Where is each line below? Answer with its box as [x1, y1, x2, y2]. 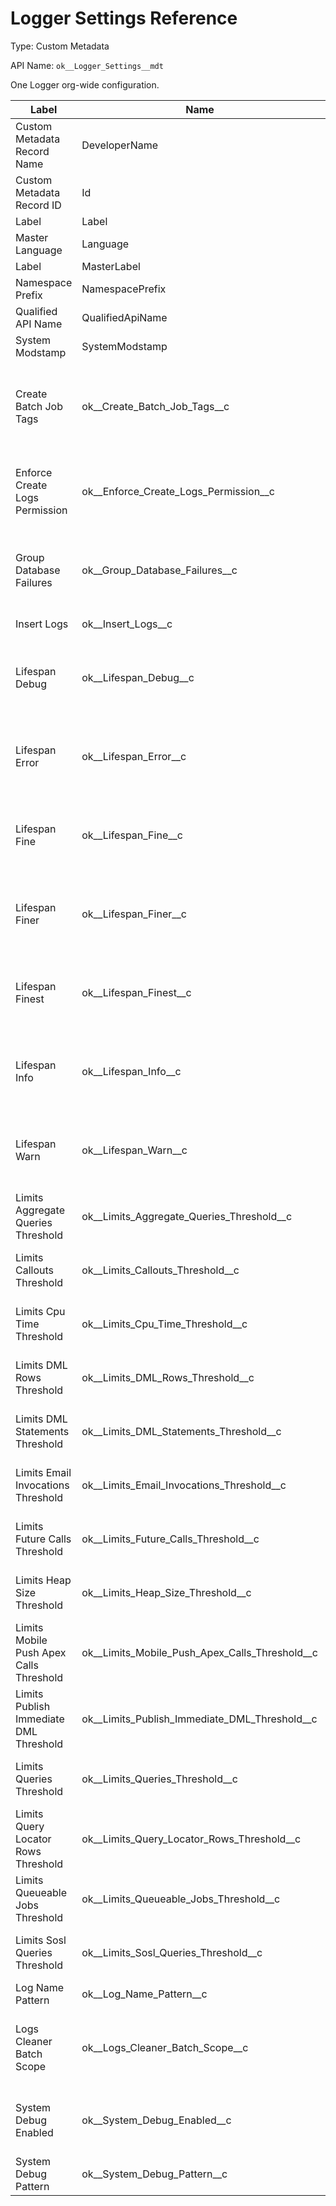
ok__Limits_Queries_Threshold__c [81, 1772, 238, 1786]
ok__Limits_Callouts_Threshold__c [81, 1263, 240, 1277]
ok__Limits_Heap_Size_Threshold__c [81, 1585, 252, 1599]
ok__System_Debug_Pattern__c [81, 2167, 228, 2181]
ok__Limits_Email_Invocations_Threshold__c [81, 1478, 287, 1492]
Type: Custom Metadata [10, 40, 110, 52]
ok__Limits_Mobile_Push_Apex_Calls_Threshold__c [81, 1645, 318, 1659]
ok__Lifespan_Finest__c [81, 985, 192, 999]
